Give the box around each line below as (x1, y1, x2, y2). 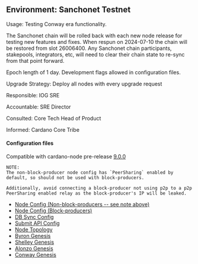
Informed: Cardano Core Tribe (6, 126, 80, 133)
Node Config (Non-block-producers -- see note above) (14, 201, 150, 208)
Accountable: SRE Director (6, 103, 71, 110)
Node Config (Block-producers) (14, 207, 92, 214)
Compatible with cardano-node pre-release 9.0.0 (6, 153, 126, 160)
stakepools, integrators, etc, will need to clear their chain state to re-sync (6, 50, 185, 58)
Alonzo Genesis (14, 245, 53, 252)
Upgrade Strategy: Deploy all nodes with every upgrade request (6, 80, 162, 87)
